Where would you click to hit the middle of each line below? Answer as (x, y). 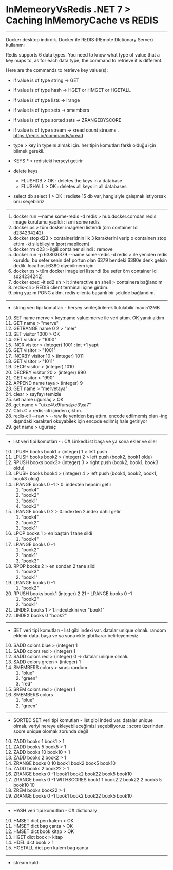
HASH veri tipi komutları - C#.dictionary (55, 810)
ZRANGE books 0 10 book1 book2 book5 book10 (64, 763)
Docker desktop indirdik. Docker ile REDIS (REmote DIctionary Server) (80, 39)
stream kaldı (26, 862)
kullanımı (15, 45)
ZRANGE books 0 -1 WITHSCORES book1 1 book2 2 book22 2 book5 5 (88, 779)
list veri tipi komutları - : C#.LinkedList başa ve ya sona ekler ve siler (85, 441)
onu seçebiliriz (29, 201)
